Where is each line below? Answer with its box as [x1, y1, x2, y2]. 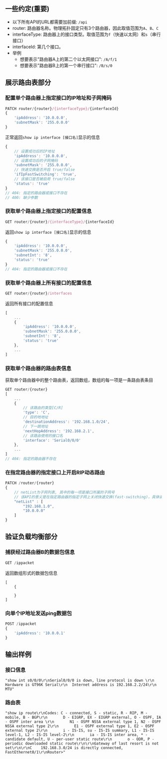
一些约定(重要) [5, 4, 50, 13]
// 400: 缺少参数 [5, 195, 38, 200]
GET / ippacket [5, 560, 35, 566]
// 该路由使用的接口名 [23, 433, 63, 438]
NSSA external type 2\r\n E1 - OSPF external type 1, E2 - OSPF [5, 724, 155, 729]
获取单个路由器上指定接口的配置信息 [5, 208, 92, 215]
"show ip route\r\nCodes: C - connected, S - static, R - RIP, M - [5, 711, 148, 716]
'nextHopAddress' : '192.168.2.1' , [23, 428, 94, 434]
